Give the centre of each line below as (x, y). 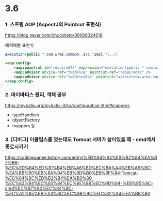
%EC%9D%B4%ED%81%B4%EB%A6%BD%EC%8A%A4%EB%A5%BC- (79, 168)
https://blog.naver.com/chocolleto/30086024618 (54, 35)
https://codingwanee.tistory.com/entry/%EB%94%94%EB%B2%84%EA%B (81, 157)
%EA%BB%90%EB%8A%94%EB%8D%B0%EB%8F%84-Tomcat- (72, 173)
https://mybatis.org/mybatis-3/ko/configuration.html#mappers (67, 106)
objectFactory (26, 120)
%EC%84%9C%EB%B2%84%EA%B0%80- (49, 178)
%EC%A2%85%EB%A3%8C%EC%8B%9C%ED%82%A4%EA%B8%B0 (78, 194)
